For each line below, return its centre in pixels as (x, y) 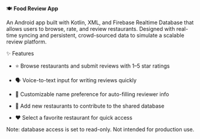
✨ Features (20, 53)
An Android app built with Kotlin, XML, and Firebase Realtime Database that (100, 22)
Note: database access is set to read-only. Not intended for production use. (100, 129)
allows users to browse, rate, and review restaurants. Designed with (91, 29)
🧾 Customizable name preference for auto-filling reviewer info (92, 94)
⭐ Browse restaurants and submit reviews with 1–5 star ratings (92, 66)
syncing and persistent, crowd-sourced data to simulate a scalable (101, 35)
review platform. (27, 42)
